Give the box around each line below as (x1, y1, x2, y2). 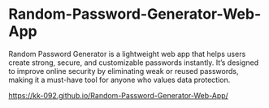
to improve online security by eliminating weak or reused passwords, (8, 66, 239, 76)
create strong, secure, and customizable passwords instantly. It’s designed (8, 58, 258, 67)
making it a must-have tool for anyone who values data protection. (8, 75, 231, 84)
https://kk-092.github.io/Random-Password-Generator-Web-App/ (8, 90, 229, 100)
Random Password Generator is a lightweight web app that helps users (8, 49, 246, 58)
